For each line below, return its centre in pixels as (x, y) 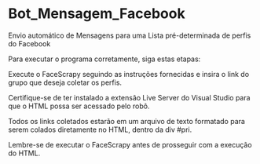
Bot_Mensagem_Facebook (97, 14)
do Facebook (29, 43)
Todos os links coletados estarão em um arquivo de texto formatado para (127, 121)
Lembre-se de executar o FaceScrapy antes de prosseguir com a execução (130, 144)
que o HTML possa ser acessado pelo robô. (79, 106)
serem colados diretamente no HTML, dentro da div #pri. (100, 129)
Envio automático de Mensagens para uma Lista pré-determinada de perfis (130, 35)
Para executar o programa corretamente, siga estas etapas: (104, 59)
